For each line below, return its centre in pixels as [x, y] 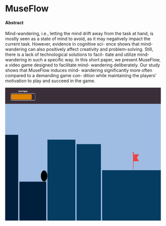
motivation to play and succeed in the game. [50, 81]
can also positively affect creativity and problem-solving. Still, [91, 49]
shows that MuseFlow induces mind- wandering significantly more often [79, 70]
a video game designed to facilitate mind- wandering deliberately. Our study [83, 65]
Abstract [14, 22]
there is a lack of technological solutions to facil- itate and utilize [71, 54]
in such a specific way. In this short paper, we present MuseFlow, [94, 60]
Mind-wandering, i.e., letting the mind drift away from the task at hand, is [79, 34]
